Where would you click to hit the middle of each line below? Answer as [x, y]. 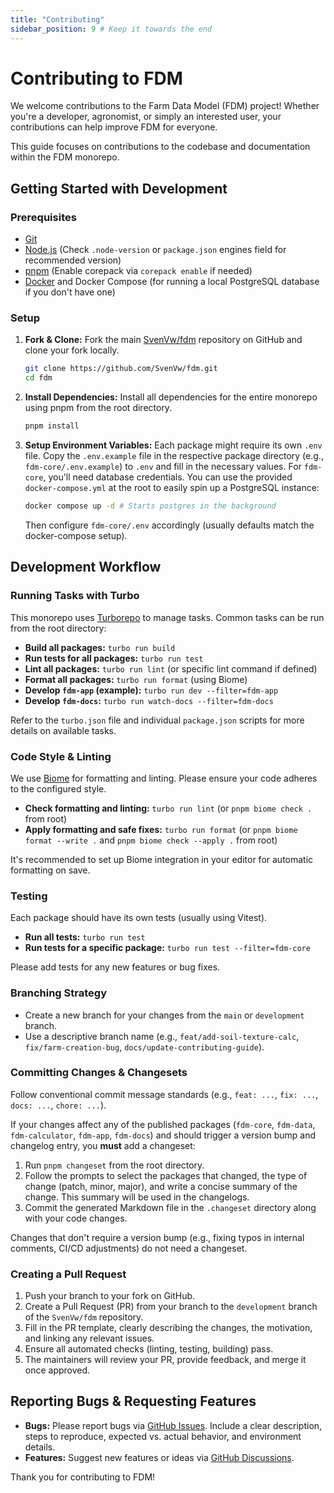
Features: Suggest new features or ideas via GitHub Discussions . [159, 1457]
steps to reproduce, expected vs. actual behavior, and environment [163, 1436]
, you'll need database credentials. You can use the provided [168, 477]
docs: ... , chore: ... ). [58, 1105]
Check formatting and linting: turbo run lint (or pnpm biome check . [168, 808]
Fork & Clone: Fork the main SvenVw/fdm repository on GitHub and [163, 340]
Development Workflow [86, 567]
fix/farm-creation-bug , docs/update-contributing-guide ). [144, 1047]
